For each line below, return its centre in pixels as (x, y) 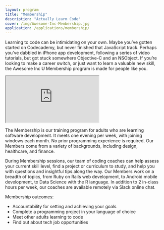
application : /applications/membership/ (48, 28)
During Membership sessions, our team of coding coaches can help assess (82, 161)
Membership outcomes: (29, 197)
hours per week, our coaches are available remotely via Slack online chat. (80, 187)
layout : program (22, 10)
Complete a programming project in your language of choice (74, 212)
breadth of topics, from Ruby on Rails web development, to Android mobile (81, 177)
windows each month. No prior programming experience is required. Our (79, 141)
